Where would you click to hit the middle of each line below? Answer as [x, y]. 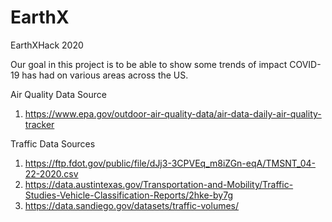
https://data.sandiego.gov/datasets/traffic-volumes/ [132, 205]
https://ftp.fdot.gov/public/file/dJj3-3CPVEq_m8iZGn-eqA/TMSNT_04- [170, 163]
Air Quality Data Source [58, 94]
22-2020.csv [51, 173]
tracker [39, 124]
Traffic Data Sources [53, 143]
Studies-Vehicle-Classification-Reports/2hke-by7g [128, 195]
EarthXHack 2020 [47, 45]
